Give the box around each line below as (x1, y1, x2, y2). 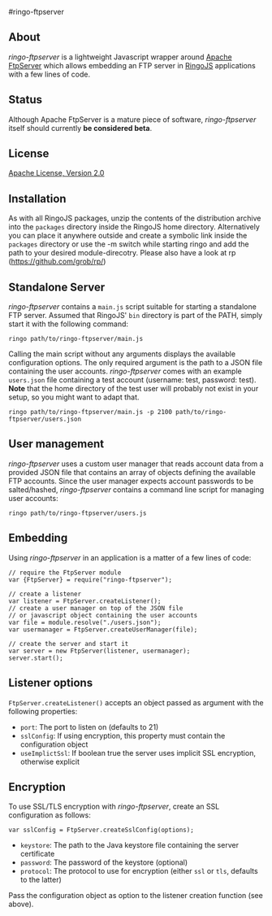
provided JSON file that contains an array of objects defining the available (8, 467, 256, 477)
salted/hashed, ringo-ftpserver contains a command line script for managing (8, 484, 265, 495)
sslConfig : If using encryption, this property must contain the (19, 731, 226, 740)
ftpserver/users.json (8, 415, 82, 424)
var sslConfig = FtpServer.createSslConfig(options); (8, 826, 195, 835)
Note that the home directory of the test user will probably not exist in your (8, 384, 259, 394)
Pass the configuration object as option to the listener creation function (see (8, 891, 264, 901)
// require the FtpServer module (8, 569, 122, 577)
